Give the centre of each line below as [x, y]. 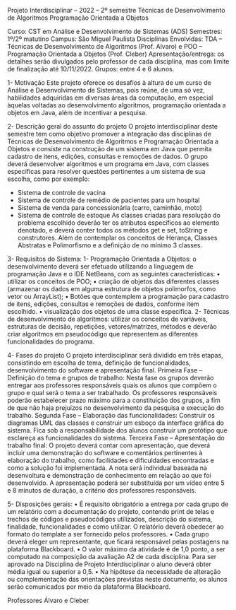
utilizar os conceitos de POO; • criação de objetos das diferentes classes [113, 281]
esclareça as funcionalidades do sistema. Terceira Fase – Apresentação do [116, 438]
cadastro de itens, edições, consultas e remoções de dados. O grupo [107, 156]
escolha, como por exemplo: [49, 179]
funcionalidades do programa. [51, 341]
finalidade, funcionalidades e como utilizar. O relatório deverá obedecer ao [116, 527]
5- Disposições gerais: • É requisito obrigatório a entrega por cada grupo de [118, 504]
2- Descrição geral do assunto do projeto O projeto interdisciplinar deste [113, 126]
